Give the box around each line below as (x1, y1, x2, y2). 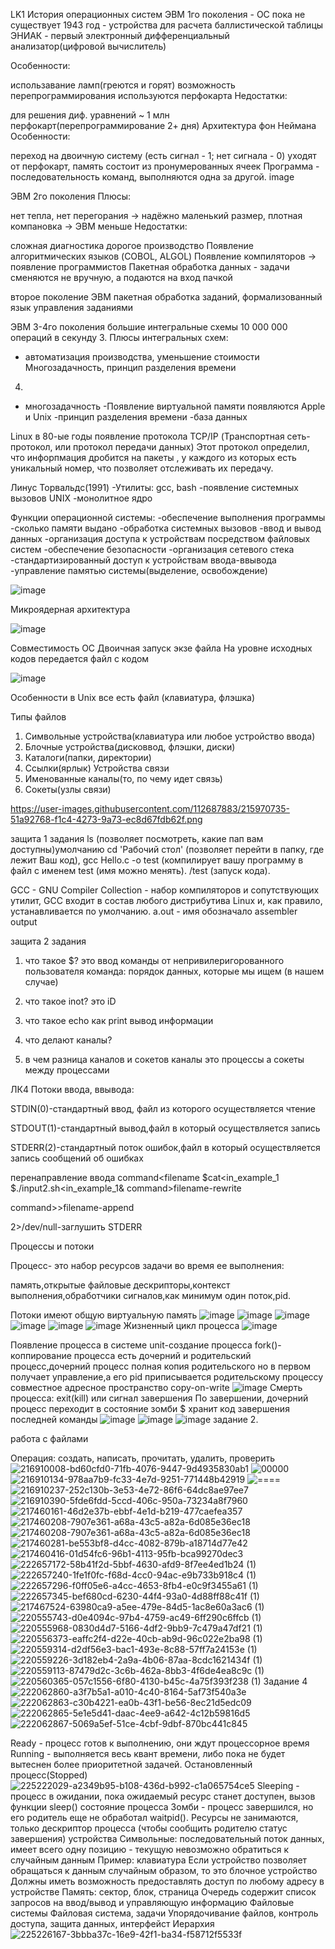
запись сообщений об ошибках (10, 1152, 144, 1164)
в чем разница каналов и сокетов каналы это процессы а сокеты (24, 1054, 305, 1065)
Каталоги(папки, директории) (24, 752, 152, 763)
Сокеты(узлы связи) (24, 784, 112, 795)
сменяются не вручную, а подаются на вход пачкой (10, 272, 233, 283)
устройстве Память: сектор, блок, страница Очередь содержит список (10, 1886, 317, 1898)
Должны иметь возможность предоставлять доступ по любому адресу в (10, 1875, 325, 1887)
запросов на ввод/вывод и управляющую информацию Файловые (10, 1897, 295, 1908)
